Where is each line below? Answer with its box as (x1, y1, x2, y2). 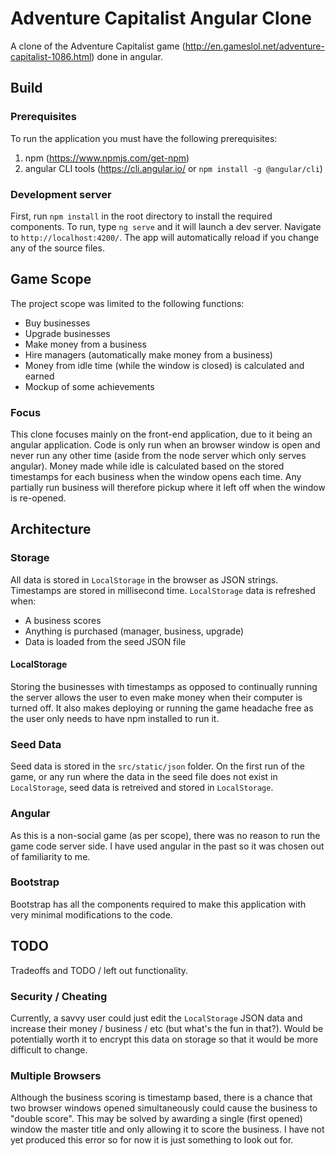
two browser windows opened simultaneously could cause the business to (10, 1102, 318, 1114)
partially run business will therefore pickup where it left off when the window (10, 482, 326, 494)
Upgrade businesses (24, 327, 111, 339)
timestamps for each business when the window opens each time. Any (10, 471, 302, 483)
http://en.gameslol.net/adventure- (184, 40, 325, 52)
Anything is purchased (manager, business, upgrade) (24, 625, 244, 637)
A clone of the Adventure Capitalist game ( (10, 40, 186, 52)
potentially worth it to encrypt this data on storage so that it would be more (10, 1033, 319, 1045)
